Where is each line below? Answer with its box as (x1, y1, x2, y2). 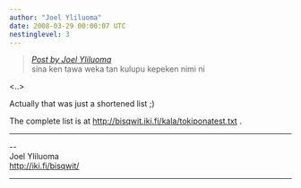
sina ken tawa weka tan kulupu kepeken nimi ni (30, 64, 206, 74)
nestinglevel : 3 (9, 30, 70, 38)
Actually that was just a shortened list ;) (9, 98, 155, 109)
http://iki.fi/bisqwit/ (9, 160, 80, 171)
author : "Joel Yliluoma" (9, 13, 102, 22)
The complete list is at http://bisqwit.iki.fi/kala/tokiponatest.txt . (9, 115, 242, 126)
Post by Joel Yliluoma (30, 55, 112, 65)
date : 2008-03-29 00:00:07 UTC (9, 21, 126, 30)
